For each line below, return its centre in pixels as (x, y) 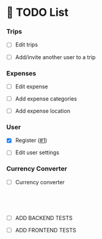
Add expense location (42, 111)
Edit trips (27, 45)
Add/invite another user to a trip (55, 57)
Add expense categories (46, 98)
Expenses (21, 73)
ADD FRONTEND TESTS (46, 230)
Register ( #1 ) (31, 140)
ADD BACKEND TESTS (44, 218)
